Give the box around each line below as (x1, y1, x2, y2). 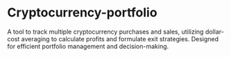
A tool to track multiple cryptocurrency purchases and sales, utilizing (7, 27, 204, 36)
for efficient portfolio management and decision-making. (7, 42, 169, 50)
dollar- (205, 27, 224, 36)
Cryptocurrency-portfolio (7, 5, 157, 21)
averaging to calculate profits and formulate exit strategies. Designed (21, 34, 219, 43)
